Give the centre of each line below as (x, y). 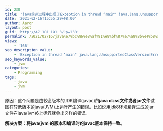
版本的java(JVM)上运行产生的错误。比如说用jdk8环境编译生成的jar (88, 107)
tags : (10, 77)
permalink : (16, 37)
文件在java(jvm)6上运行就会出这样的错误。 (48, 113)
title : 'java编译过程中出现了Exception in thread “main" (61, 14)
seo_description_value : (29, 50)
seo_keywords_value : (26, 59)
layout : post (18, 28)
